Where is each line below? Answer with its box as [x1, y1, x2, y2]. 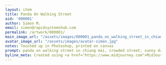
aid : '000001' [5, 16, 35, 21]
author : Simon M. [5, 21, 41, 26]
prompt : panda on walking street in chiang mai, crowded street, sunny [5, 48, 156, 53]
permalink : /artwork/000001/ [5, 30, 65, 35]
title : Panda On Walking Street [5, 12, 72, 17]
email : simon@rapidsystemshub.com [5, 25, 77, 30]
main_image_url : [5, 35, 39, 40]
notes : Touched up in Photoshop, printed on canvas [5, 43, 114, 48]
